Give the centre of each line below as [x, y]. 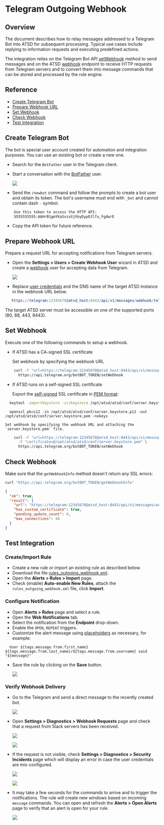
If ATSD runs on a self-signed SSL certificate [57, 384]
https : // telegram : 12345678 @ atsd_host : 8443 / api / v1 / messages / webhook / [83, 301]
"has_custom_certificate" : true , [48, 510]
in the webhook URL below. [40, 292]
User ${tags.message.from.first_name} [49, 647]
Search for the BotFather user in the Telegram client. [65, 164]
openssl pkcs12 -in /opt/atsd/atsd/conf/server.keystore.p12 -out [78, 412]
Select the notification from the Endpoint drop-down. [66, 622]
